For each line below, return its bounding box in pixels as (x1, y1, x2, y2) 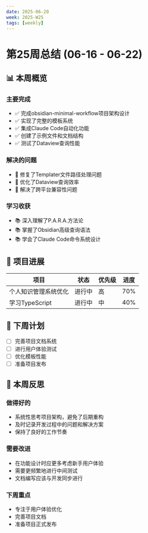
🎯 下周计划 (6, 321, 45, 331)
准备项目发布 (14, 360, 46, 367)
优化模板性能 (14, 353, 46, 360)
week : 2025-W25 (6, 14, 44, 20)
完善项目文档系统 (14, 338, 57, 345)
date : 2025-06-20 (6, 8, 49, 15)
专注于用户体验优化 (14, 506, 62, 513)
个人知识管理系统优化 (9, 287, 70, 296)
